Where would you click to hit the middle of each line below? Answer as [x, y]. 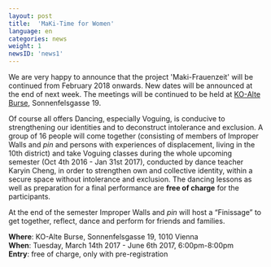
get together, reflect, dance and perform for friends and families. [117, 221]
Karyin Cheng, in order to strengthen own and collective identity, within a [131, 171]
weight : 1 [25, 46]
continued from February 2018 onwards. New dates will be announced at [131, 85]
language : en [31, 31]
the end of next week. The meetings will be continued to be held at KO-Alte [135, 94]
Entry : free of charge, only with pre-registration [88, 254]
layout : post [31, 16]
